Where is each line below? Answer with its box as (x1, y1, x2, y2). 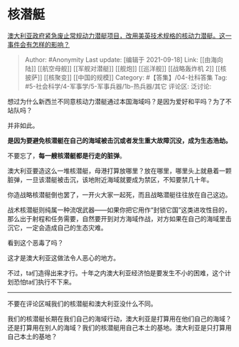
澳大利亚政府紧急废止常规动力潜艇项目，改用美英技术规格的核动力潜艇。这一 (7, 31, 232, 40)
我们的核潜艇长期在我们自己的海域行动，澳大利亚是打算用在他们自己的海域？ (7, 314, 232, 323)
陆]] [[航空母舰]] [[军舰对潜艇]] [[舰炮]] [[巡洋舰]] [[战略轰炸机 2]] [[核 (24, 64, 227, 73)
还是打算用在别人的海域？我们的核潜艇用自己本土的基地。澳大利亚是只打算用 (7, 323, 232, 331)
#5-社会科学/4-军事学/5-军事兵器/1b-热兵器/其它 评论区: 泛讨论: (24, 82, 212, 90)
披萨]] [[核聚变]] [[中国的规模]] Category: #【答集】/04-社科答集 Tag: (24, 73, 228, 82)
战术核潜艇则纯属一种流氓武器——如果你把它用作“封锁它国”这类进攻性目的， (7, 205, 231, 214)
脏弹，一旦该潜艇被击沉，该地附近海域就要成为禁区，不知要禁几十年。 (7, 175, 213, 183)
